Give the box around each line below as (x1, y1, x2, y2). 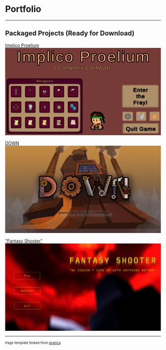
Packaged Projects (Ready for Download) (5, 29, 135, 38)
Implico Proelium (5, 42, 40, 48)
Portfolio (5, 3, 41, 15)
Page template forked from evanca (5, 340, 61, 345)
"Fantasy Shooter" (5, 238, 43, 244)
